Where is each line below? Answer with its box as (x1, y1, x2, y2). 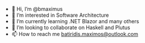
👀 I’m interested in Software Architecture (11, 12, 109, 19)
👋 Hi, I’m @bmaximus (11, 6, 63, 12)
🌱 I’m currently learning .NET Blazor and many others (11, 18, 140, 24)
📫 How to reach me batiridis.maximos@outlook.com (11, 31, 139, 37)
